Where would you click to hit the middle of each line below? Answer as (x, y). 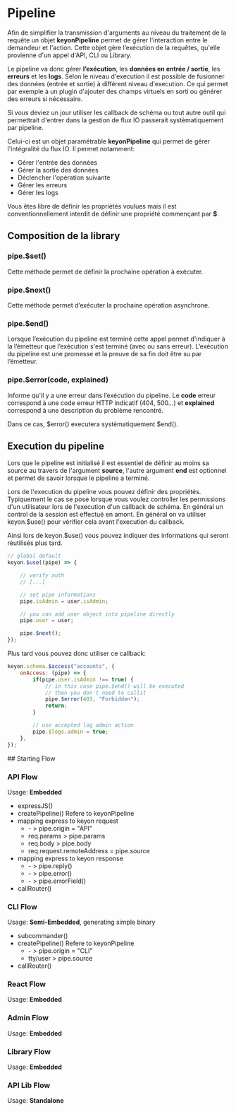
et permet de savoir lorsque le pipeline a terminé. (79, 478)
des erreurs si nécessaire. (45, 99)
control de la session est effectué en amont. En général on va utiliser (107, 515)
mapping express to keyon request (68, 821)
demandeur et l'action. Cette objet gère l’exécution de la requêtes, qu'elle (114, 47)
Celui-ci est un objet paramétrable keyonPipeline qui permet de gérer (108, 141)
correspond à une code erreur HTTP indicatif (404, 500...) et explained (111, 403)
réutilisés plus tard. (35, 543)
